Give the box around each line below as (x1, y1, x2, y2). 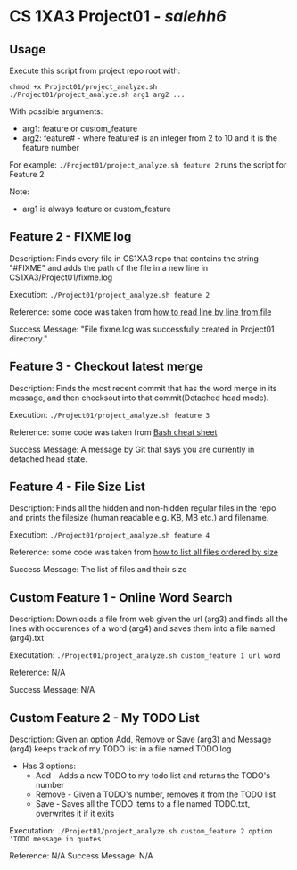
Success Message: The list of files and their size (9, 564, 187, 575)
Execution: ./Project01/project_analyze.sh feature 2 (9, 289, 210, 300)
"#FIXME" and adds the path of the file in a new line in (9, 262, 209, 273)
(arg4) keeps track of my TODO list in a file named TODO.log (9, 743, 232, 754)
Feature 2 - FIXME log (9, 229, 132, 244)
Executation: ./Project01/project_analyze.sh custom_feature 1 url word (9, 650, 281, 661)
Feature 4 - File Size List (9, 480, 145, 495)
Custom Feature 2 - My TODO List (9, 710, 201, 726)
